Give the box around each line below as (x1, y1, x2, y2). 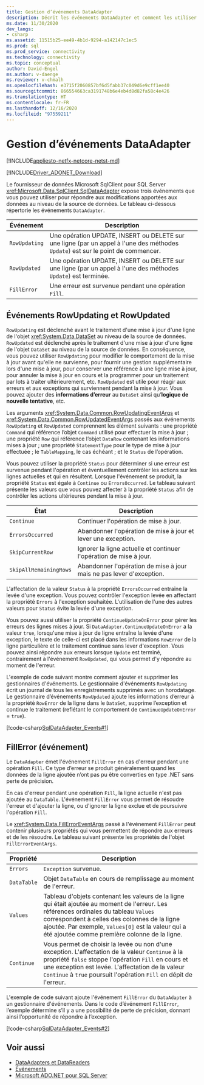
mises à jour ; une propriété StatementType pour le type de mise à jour (6, 442, 180, 449)
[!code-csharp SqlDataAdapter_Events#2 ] (6, 1025, 110, 1032)
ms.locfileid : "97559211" (6, 111, 72, 117)
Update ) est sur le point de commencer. (49, 247, 161, 255)
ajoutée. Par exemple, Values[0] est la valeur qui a (43, 922, 186, 931)
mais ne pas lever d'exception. (77, 570, 165, 578)
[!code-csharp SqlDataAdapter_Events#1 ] (6, 724, 109, 732)
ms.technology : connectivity (6, 54, 80, 60)
